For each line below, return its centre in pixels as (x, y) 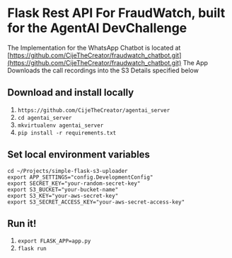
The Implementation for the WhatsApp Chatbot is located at (94, 47)
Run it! (22, 224)
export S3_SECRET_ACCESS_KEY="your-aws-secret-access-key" (96, 202)
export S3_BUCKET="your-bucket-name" (63, 189)
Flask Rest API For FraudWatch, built (116, 13)
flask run (32, 249)
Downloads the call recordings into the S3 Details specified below (103, 70)
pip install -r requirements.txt (67, 133)
